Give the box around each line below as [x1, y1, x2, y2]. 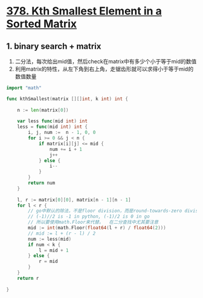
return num [28, 180, 56, 186]
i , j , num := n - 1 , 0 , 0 [28, 130, 96, 136]
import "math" [6, 85, 42, 91]
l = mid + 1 [38, 247, 69, 253]
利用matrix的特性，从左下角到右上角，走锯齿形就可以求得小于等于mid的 [14, 65, 194, 72]
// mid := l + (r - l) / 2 [28, 230, 96, 236]
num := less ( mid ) [28, 236, 71, 242]
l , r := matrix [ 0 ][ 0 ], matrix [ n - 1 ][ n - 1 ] [17, 197, 131, 203]
